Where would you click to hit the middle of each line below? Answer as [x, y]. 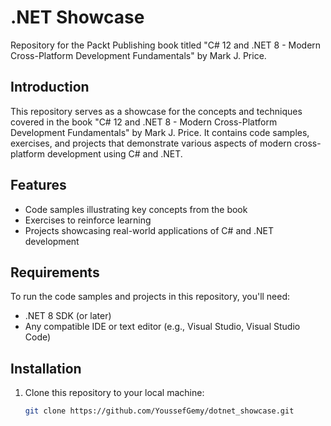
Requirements [55, 272]
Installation [46, 368]
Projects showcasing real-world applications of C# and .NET [149, 230]
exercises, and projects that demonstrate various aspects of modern [151, 143]
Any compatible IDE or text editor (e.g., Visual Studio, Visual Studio [162, 327]
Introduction [50, 87]
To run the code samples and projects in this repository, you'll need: [150, 297]
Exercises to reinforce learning [88, 220]
